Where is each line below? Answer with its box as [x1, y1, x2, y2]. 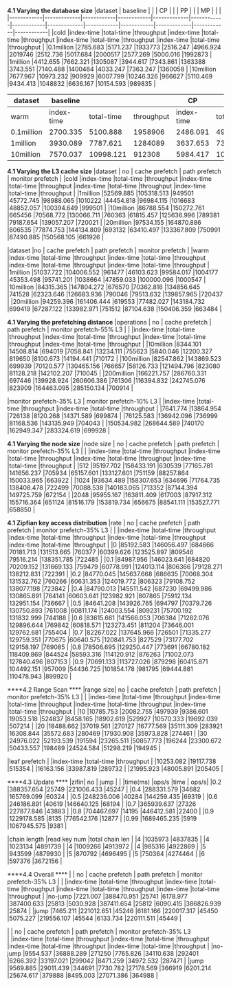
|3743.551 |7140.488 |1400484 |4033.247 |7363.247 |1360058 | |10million [7, 65, 217, 73]
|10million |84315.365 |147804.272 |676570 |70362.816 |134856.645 [7, 283, 201, 291]
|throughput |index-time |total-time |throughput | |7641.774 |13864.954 [21, 404, 221, 413]
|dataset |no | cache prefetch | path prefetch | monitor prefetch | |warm [7, 246, 210, 254]
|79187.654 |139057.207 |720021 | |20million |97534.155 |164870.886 [7, 219, 201, 226]
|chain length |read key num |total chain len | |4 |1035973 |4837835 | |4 [7, 835, 210, 843]
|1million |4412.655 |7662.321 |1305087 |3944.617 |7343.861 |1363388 [7, 58, 206, 65]
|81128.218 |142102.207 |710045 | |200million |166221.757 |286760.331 [7, 369, 207, 377]
